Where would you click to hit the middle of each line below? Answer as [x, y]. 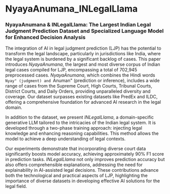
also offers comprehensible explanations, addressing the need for [74, 165]
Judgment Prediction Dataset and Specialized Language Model [84, 31]
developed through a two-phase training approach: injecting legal [74, 128]
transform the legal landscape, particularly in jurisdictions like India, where [83, 54]
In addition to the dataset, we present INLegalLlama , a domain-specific [79, 118]
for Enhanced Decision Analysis [45, 37]
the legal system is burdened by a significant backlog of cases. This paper [83, 59]
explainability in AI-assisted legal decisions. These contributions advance [82, 170]
